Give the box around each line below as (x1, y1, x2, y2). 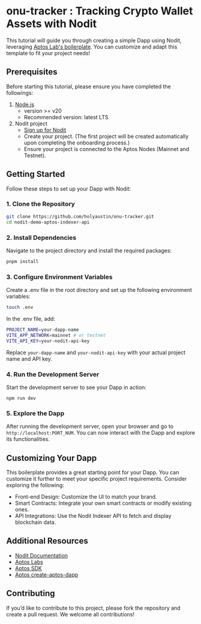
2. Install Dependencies (6, 233, 77, 242)
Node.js (14, 101, 35, 108)
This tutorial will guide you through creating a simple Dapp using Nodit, (6, 37, 182, 44)
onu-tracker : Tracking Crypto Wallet (6, 4, 193, 18)
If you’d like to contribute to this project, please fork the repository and (6, 604, 181, 611)
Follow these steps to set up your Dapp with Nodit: (6, 185, 131, 192)
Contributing (6, 589, 55, 599)
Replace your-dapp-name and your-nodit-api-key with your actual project (6, 349, 186, 356)
